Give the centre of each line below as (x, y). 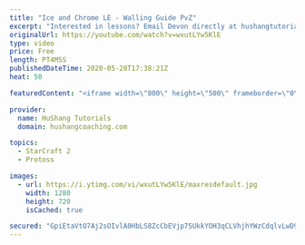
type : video (32, 43)
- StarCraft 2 (44, 152)
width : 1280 (48, 193)
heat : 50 (26, 77)
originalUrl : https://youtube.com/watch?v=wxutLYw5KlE (115, 34)
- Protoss (36, 160)
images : (24, 176)
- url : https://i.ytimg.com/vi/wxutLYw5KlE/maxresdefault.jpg (138, 184)
